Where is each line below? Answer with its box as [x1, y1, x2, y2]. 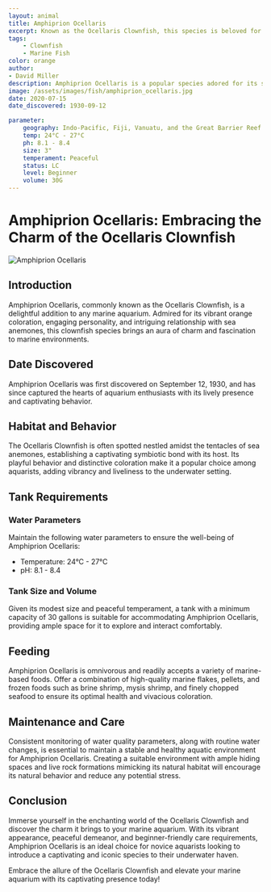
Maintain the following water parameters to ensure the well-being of [8, 533, 235, 542]
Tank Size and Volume [8, 585, 97, 597]
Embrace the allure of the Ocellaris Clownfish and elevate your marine [8, 865, 241, 875]
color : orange [8, 57, 56, 65]
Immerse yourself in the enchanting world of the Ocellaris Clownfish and [8, 815, 249, 825]
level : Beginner [23, 169, 78, 178]
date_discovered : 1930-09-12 [8, 102, 106, 110]
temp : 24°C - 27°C [23, 132, 85, 140]
